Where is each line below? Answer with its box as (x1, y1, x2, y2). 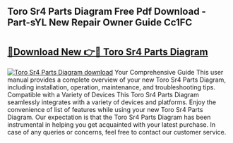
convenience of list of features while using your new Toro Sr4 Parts (7, 106, 203, 113)
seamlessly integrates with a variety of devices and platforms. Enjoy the (7, 98, 217, 106)
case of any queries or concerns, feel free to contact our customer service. (7, 128, 227, 136)
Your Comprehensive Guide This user (114, 68, 224, 76)
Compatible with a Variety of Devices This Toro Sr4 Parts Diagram (7, 91, 199, 99)
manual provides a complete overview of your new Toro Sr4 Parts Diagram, (7, 75, 226, 84)
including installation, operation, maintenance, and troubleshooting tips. (7, 83, 215, 91)
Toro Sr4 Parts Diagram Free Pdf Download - (7, 6, 206, 18)
